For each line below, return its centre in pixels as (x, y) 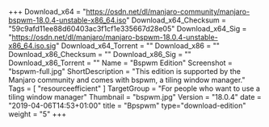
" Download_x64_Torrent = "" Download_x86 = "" (137, 46)
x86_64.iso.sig (32, 46)
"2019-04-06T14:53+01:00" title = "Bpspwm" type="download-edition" (127, 105)
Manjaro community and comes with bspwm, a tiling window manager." (127, 80)
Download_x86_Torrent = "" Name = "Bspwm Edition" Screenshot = (120, 63)
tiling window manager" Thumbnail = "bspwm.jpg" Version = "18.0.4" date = (135, 97)
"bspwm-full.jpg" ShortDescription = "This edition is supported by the (124, 71)
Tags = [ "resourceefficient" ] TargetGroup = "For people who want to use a (134, 88)
